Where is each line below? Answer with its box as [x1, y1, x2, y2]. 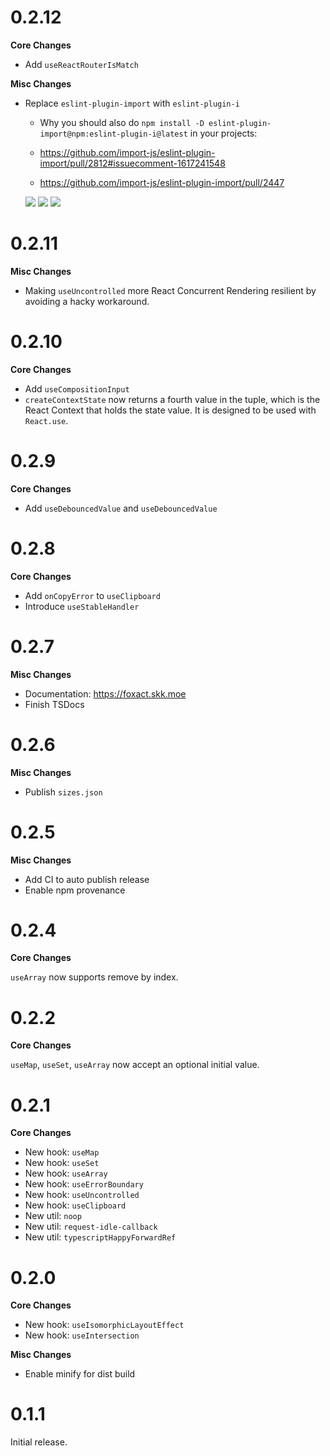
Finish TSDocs [24, 698, 85, 710]
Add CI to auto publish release [24, 873, 150, 885]
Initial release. [10, 1436, 68, 1448]
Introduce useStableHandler [24, 600, 140, 612]
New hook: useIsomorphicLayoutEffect [24, 1319, 185, 1331]
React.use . [24, 414, 69, 426]
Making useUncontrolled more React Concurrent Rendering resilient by [24, 284, 317, 296]
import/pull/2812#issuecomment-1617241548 [39, 157, 226, 169]
